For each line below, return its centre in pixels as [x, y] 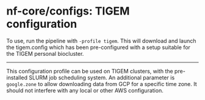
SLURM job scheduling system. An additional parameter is [102, 78]
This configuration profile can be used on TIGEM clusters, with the [90, 71]
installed [17, 78]
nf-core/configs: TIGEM [68, 11]
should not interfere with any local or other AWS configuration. [85, 90]
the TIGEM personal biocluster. [45, 53]
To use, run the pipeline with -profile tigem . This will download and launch [101, 41]
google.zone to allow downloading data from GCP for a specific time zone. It [102, 84]
